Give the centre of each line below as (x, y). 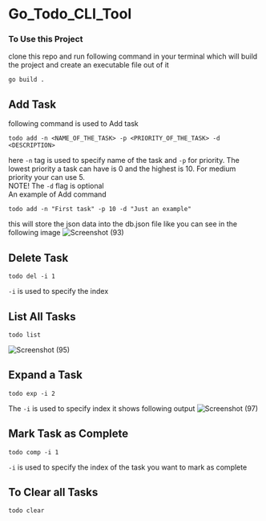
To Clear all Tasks (53, 492)
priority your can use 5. (47, 177)
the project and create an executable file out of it (89, 65)
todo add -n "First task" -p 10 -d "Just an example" (100, 210)
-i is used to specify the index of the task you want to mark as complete (128, 467)
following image (34, 233)
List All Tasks (42, 317)
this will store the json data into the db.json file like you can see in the (123, 224)
